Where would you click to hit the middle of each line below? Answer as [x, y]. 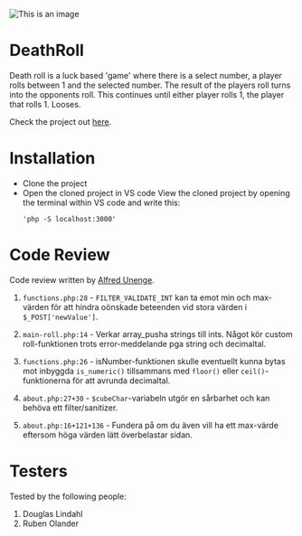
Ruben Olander [51, 523]
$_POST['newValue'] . [60, 316]
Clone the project [55, 183]
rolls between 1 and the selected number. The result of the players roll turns [150, 85]
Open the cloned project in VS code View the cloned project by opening [156, 193]
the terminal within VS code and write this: [101, 202]
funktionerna [46, 381]
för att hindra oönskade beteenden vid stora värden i [149, 306]
